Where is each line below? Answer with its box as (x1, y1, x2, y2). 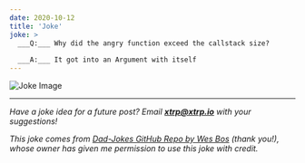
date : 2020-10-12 (9, 13, 75, 23)
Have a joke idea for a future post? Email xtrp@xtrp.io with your (9, 106, 251, 117)
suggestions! (9, 116, 58, 127)
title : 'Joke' (9, 22, 64, 31)
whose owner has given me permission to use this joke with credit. (9, 143, 259, 154)
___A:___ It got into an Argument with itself (17, 55, 197, 64)
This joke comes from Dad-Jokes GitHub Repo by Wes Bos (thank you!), (9, 133, 280, 144)
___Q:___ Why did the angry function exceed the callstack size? (17, 38, 271, 48)
